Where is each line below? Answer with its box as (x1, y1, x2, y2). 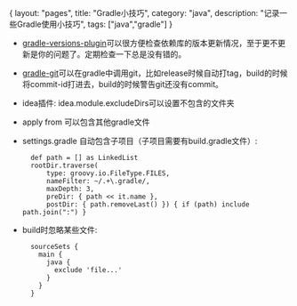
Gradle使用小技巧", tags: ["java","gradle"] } (16, 19, 173, 29)
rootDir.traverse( (30, 161, 99, 170)
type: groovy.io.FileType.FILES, (45, 169, 171, 178)
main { (38, 250, 63, 259)
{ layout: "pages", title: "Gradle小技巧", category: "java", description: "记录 (9, 8, 280, 18)
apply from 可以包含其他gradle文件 (21, 117, 150, 127)
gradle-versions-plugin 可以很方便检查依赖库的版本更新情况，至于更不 (21, 38, 278, 48)
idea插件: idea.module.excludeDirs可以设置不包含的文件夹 (21, 98, 235, 109)
